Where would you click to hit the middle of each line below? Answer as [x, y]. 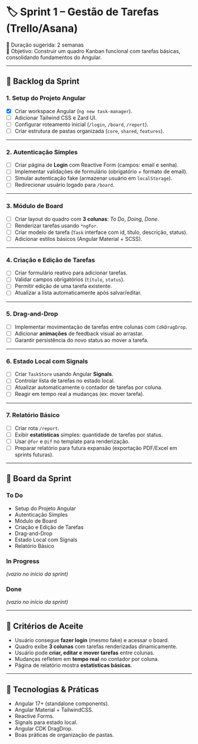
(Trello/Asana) [42, 29]
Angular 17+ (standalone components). [62, 703]
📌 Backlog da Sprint [43, 82]
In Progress [23, 561]
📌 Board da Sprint [39, 479]
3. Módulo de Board [35, 206]
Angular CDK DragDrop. [44, 728]
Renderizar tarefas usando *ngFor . [56, 226]
